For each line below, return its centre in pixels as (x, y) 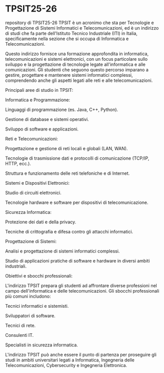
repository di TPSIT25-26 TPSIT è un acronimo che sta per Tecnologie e (79, 23)
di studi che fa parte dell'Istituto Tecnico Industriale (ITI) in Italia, (71, 33)
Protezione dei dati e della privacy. (41, 222)
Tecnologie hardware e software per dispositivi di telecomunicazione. (77, 202)
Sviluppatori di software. (30, 316)
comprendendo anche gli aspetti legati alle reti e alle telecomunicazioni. (79, 80)
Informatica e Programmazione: (38, 100)
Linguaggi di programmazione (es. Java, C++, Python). (62, 109)
